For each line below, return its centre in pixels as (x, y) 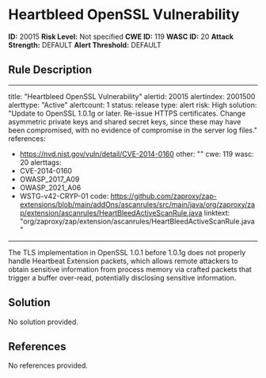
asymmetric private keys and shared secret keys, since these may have (125, 121)
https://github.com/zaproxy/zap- (164, 196)
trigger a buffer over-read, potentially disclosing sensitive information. (122, 277)
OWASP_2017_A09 (49, 179)
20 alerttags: (40, 162)
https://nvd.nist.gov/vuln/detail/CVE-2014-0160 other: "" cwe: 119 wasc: (137, 154)
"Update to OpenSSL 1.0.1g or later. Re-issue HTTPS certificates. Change (127, 113)
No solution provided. (44, 322)
